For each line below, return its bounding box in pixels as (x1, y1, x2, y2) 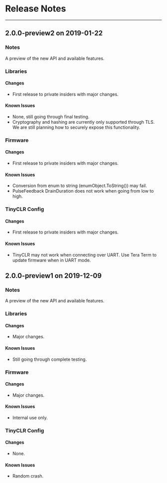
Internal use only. (12, 415, 48, 421)
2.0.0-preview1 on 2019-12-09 (5, 271, 102, 280)
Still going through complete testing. (12, 356, 87, 362)
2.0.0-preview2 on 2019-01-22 (5, 29, 103, 37)
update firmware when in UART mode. (12, 257, 91, 263)
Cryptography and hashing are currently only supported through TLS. (12, 119, 155, 125)
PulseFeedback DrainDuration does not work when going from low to (12, 188, 154, 194)
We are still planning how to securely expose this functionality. (12, 124, 141, 130)
